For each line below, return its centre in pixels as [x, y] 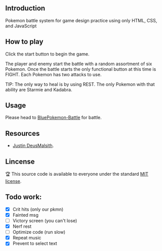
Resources [23, 133]
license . [13, 181]
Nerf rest [22, 226]
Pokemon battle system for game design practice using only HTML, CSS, [81, 20]
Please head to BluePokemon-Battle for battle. [54, 118]
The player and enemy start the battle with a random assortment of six [79, 64]
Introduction [25, 8]
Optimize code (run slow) [39, 232]
